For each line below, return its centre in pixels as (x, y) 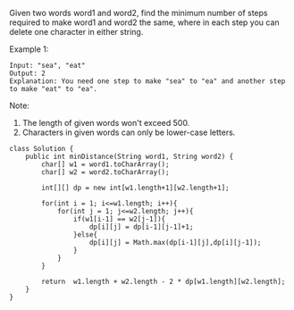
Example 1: (29, 49)
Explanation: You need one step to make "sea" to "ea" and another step (147, 81)
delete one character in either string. (76, 32)
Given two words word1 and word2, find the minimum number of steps (139, 13)
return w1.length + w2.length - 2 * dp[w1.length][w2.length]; (164, 281)
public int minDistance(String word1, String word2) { (130, 156)
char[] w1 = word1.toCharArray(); (105, 164)
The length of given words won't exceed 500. (106, 123)
